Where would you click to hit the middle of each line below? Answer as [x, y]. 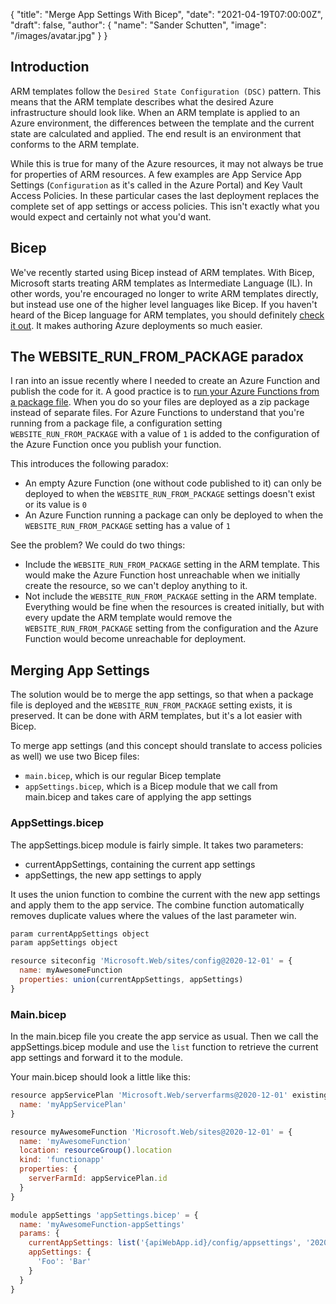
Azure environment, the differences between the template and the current [162, 123]
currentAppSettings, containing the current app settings [140, 864]
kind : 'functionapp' [62, 1160]
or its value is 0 [55, 505]
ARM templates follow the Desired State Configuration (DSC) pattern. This [166, 91]
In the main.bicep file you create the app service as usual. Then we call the [164, 1036]
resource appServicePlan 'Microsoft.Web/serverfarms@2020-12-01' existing [169, 1095]
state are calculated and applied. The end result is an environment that [156, 133]
